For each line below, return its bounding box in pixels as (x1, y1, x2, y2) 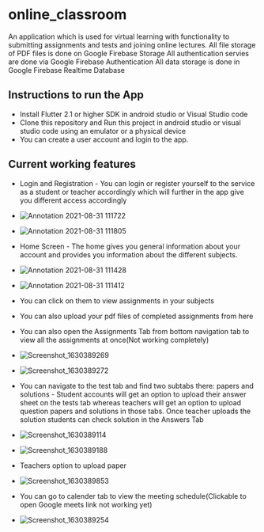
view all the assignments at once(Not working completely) (19, 335, 209, 344)
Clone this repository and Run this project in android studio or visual (19, 117, 241, 127)
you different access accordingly (19, 196, 127, 205)
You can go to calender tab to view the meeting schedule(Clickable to (19, 491, 247, 500)
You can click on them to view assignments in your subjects (19, 295, 215, 306)
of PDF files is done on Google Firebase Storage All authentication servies (8, 48, 249, 58)
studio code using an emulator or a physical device (19, 126, 187, 135)
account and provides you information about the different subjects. (19, 249, 238, 259)
